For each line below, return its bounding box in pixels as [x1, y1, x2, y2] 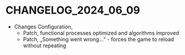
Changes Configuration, [14, 23, 73, 30]
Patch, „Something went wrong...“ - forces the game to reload [23, 35, 174, 43]
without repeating [23, 42, 66, 49]
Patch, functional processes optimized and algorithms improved [23, 29, 179, 36]
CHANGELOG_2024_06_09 [5, 4, 141, 17]
